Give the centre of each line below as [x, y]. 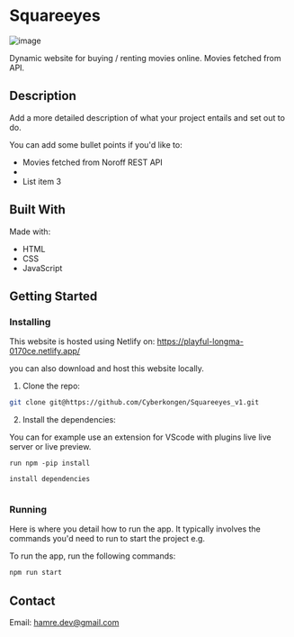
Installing [30, 322]
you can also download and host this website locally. [107, 369]
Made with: [30, 232]
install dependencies [50, 479]
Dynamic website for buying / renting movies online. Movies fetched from [145, 58]
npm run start [36, 573]
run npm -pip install [50, 464]
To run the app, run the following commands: [93, 556]
